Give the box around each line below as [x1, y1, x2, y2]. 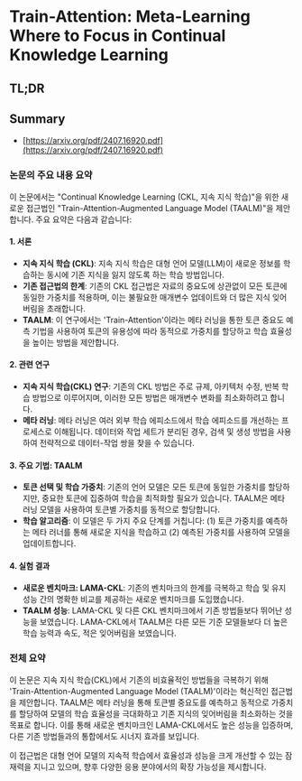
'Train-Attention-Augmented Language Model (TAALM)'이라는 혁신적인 [9, 685, 269, 696]
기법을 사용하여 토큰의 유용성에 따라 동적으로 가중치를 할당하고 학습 [32, 325, 269, 336]
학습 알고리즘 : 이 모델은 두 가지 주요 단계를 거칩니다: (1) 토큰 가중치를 [22, 516, 264, 526]
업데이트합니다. [22, 538, 77, 549]
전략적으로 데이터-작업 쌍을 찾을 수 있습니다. [39, 438, 196, 449]
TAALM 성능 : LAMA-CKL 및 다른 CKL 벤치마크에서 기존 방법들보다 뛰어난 [22, 605, 283, 616]
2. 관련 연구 [9, 359, 50, 370]
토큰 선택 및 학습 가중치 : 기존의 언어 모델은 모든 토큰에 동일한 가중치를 [22, 481, 267, 493]
